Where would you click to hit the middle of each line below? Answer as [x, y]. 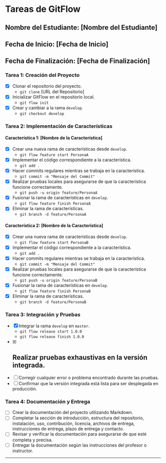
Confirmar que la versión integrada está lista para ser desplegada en [88, 384]
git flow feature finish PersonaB [55, 291]
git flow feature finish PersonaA [55, 204]
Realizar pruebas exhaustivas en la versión [80, 357]
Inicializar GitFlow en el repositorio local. [53, 97]
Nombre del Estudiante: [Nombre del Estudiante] [81, 28]
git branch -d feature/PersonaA [53, 215]
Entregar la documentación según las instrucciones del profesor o [79, 445]
